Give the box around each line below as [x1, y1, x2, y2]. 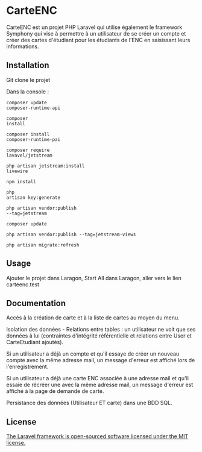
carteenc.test [6, 281, 40, 288]
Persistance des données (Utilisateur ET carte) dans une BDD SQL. [6, 399, 173, 407]
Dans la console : [6, 88, 49, 95]
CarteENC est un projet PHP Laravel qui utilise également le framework [6, 24, 183, 31]
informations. [6, 43, 39, 50]
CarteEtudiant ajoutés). [6, 339, 64, 346]
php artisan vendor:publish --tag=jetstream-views [6, 231, 136, 237]
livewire [6, 168, 28, 174]
